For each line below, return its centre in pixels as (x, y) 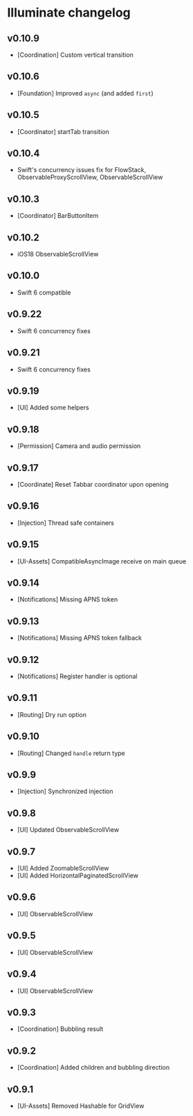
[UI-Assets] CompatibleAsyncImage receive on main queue (102, 561)
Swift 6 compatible (44, 292)
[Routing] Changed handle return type (71, 753)
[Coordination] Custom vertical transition (75, 55)
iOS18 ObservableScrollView (58, 254)
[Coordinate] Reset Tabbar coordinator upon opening (93, 484)
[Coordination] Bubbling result (60, 1029)
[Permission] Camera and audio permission (79, 446)
